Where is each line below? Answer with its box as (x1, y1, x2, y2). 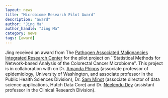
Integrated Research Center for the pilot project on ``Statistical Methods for (5, 55, 161, 61)
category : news (5, 31, 37, 36)
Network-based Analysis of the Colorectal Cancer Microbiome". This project (5, 60, 163, 66)
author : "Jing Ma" (5, 21, 44, 27)
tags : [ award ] (5, 36, 35, 41)
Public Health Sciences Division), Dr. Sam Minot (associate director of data (5, 76, 160, 82)
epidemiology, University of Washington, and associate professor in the (5, 71, 153, 77)
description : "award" (5, 17, 51, 22)
